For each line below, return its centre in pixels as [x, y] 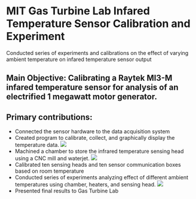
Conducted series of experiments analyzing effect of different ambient [102, 177]
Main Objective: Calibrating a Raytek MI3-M [89, 78]
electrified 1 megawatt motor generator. [82, 97]
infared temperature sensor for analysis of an [92, 88]
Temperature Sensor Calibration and [98, 24]
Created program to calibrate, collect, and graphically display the [95, 138]
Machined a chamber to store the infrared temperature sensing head [99, 151]
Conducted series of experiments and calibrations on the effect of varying [97, 53]
